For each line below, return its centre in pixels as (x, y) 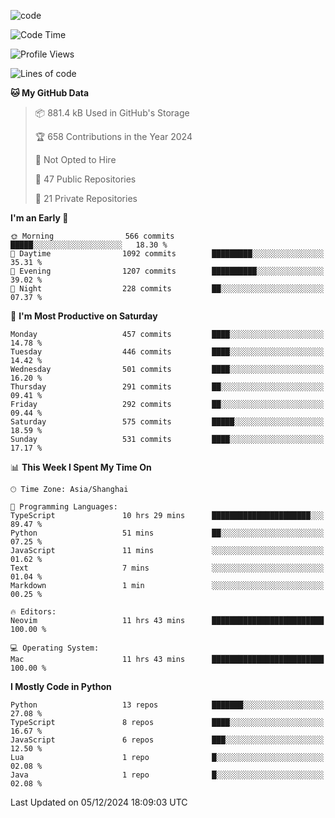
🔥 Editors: (33, 612)
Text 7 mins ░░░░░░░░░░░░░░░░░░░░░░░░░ (167, 568)
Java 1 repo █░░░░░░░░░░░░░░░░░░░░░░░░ (167, 775)
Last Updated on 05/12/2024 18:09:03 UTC (99, 802)
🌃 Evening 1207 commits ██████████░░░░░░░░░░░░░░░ (167, 271)
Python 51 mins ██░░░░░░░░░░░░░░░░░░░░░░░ (167, 533)
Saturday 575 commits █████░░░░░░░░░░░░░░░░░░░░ (167, 422)
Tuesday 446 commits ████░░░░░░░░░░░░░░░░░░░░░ (167, 352)
